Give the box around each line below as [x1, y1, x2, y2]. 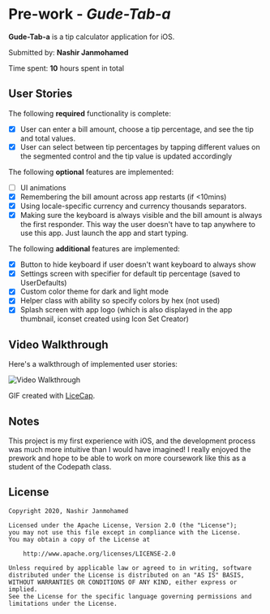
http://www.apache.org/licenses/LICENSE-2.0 [23, 550, 176, 558]
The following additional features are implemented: [8, 244, 180, 254]
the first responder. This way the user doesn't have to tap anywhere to [19, 220, 255, 229]
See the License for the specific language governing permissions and [8, 592, 252, 600]
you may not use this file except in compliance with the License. [8, 528, 242, 537]
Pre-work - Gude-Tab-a [8, 5, 171, 24]
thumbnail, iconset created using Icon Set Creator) [19, 314, 189, 324]
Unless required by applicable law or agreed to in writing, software [8, 564, 252, 572]
